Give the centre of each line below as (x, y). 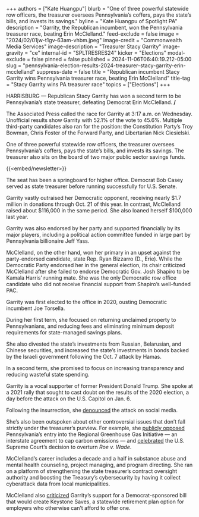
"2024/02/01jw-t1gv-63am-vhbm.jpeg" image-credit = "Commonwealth (94, 40)
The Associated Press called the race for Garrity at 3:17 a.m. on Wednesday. (99, 114)
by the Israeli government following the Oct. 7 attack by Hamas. (84, 357)
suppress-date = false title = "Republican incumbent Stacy (108, 72)
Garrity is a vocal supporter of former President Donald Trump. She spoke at (99, 386)
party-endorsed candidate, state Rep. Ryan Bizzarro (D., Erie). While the (94, 259)
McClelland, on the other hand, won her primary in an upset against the (93, 253)
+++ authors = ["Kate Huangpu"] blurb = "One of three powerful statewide (97, 9)
